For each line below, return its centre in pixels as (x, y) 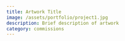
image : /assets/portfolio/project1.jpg (57, 17)
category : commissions (35, 29)
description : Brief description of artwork (63, 23)
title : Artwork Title (34, 12)
